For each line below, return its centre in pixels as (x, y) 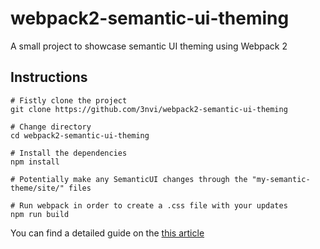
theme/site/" (37, 188)
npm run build (40, 214)
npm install (35, 162)
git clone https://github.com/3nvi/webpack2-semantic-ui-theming (149, 109)
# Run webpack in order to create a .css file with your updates (149, 205)
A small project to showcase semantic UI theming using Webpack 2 (149, 46)
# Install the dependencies (69, 153)
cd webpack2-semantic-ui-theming (80, 135)
